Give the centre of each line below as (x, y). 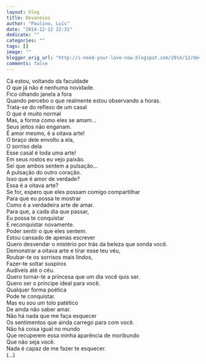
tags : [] (17, 47)
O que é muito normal (34, 114)
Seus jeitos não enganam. (39, 126)
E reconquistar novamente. (40, 224)
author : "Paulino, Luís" (38, 23)
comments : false (27, 63)
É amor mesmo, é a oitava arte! (46, 133)
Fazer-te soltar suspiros (36, 263)
